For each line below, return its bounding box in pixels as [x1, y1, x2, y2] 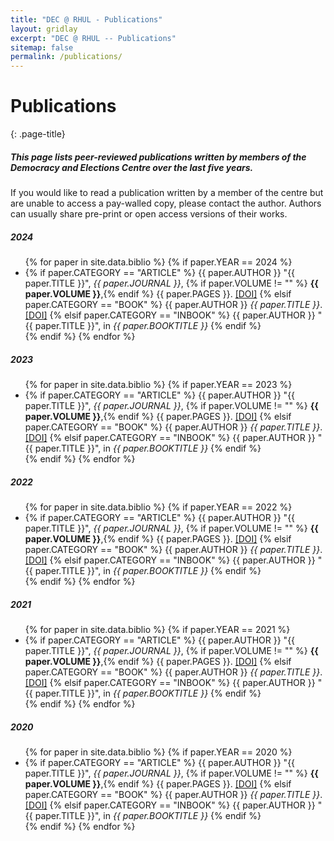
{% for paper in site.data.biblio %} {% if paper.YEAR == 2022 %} [24, 501, 293, 513]
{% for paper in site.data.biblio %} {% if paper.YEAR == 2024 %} [24, 256, 293, 268]
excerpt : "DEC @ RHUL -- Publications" [10, 33, 177, 43]
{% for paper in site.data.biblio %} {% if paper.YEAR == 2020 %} [24, 746, 293, 758]
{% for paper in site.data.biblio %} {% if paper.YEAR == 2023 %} [24, 378, 293, 390]
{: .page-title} [10, 128, 66, 140]
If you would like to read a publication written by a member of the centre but [10, 187, 324, 199]
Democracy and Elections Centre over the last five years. [10, 161, 254, 173]
